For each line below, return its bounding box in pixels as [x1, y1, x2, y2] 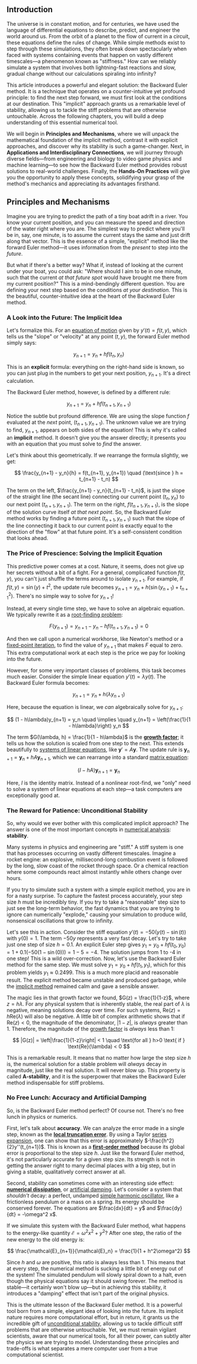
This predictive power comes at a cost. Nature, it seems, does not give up [6, 562, 185, 569]
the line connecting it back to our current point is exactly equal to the [6, 522, 173, 530]
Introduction [6, 5, 53, 15]
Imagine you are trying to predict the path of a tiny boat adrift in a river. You [6, 212, 188, 219]
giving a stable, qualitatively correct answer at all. [6, 1168, 126, 1175]
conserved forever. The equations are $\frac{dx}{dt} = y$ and [6, 1204, 156, 1212]
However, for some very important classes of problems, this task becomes [6, 667, 186, 674]
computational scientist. [6, 1351, 65, 1358]
